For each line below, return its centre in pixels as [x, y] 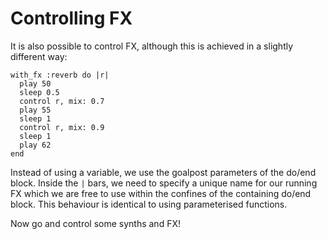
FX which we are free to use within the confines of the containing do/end [161, 193]
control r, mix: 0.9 [62, 127]
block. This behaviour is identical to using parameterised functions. [149, 204]
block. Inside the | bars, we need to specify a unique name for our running [164, 183]
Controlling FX [71, 18]
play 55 [35, 110]
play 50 [35, 83]
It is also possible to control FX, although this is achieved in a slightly [152, 46]
